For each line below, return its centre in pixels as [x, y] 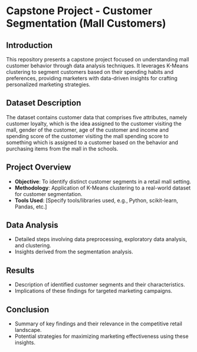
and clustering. [33, 246]
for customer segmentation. [48, 194]
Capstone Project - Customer [79, 11]
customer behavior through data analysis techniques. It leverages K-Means [97, 66]
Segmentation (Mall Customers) [86, 23]
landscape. [28, 330]
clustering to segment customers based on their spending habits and [90, 72]
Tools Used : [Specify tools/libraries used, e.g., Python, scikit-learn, [96, 200]
